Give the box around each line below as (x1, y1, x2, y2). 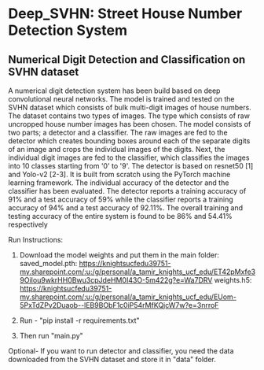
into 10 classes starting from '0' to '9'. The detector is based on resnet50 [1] (8, 161, 254, 170)
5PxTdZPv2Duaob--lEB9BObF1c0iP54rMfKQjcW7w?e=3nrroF (19, 301, 219, 309)
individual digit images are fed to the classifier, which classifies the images (8, 153, 250, 162)
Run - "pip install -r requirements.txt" (19, 316, 140, 325)
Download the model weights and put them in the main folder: (19, 250, 220, 260)
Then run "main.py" (19, 331, 84, 340)
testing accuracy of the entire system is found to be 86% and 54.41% (8, 212, 233, 220)
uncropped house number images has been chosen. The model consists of (8, 120, 251, 128)
